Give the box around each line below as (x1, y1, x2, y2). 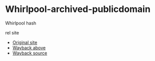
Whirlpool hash (5, 20, 36, 26)
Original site (12, 39, 37, 45)
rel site (5, 29, 19, 35)
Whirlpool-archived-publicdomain (5, 3, 151, 15)
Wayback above (12, 44, 46, 50)
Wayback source (12, 50, 47, 56)
